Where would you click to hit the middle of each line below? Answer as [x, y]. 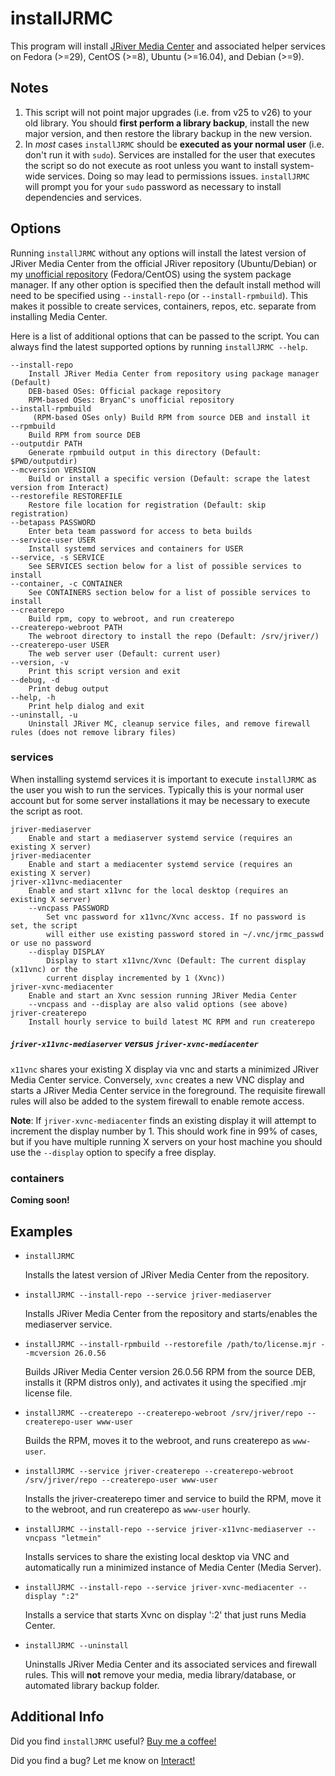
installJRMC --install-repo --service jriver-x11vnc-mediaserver [163, 1529]
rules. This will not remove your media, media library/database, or [160, 1674]
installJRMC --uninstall [76, 1645]
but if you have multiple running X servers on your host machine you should [166, 1141]
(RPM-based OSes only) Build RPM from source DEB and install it [171, 417]
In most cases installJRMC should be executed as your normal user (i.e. [174, 144]
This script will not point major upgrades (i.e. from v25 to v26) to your [168, 112]
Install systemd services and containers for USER [136, 548]
